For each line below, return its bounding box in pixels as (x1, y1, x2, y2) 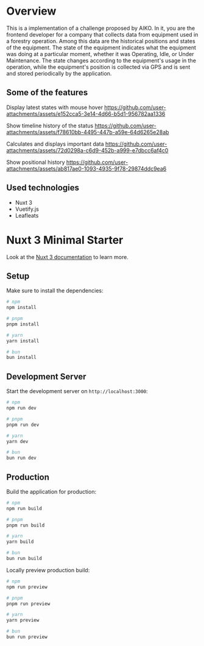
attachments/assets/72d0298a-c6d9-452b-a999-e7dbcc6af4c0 (6, 146, 169, 154)
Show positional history (6, 158, 65, 166)
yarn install (6, 338, 40, 344)
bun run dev (6, 455, 37, 461)
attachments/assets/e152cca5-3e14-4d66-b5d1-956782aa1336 (6, 110, 166, 117)
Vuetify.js (15, 205, 40, 213)
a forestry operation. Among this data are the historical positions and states (6, 37, 196, 44)
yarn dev (6, 438, 29, 444)
